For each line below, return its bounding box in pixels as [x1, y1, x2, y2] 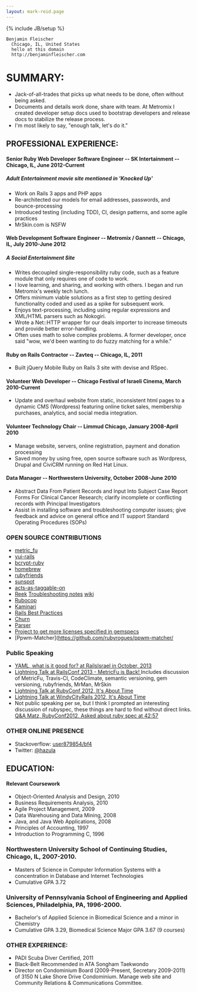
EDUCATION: [6, 764, 55, 774]
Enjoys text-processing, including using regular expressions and [14, 306, 171, 313]
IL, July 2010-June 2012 [6, 241, 66, 248]
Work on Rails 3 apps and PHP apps [14, 189, 102, 197]
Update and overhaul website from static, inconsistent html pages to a [14, 397, 185, 404]
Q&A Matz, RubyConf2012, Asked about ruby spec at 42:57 [14, 712, 159, 719]
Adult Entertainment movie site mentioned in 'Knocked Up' [6, 175, 153, 182]
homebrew [14, 566, 41, 573]
